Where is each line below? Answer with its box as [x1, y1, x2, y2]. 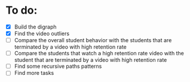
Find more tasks [14, 70, 54, 77]
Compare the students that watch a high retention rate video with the [14, 50, 185, 57]
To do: [5, 4, 38, 17]
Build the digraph [14, 23, 57, 30]
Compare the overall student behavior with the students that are [14, 37, 172, 44]
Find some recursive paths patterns [14, 63, 102, 70]
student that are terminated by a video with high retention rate [14, 56, 167, 64]
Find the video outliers [14, 30, 70, 37]
